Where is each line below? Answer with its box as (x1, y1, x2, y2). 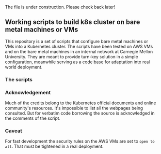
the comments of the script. (5, 115, 61, 121)
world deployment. (5, 64, 43, 70)
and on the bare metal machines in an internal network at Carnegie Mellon (5, 48, 153, 55)
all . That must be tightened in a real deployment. (5, 143, 104, 149)
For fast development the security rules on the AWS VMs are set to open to (5, 139, 155, 144)
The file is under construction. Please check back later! (5, 4, 115, 10)
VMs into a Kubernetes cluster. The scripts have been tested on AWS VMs (5, 43, 153, 49)
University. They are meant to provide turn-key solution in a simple (5, 54, 138, 59)
